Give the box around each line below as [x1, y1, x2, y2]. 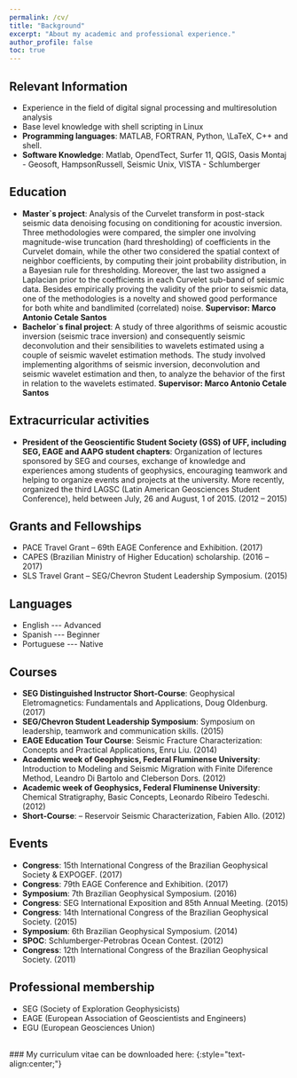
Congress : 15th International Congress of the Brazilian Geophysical [21, 860, 269, 870]
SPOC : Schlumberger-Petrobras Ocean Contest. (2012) [21, 935, 224, 946]
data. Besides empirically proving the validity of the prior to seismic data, [21, 283, 289, 294]
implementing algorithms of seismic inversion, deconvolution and [21, 358, 260, 369]
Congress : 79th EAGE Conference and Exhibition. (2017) [21, 878, 229, 889]
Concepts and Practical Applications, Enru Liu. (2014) [21, 744, 217, 755]
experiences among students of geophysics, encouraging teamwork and [21, 465, 288, 476]
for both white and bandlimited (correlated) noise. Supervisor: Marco [21, 303, 277, 313]
